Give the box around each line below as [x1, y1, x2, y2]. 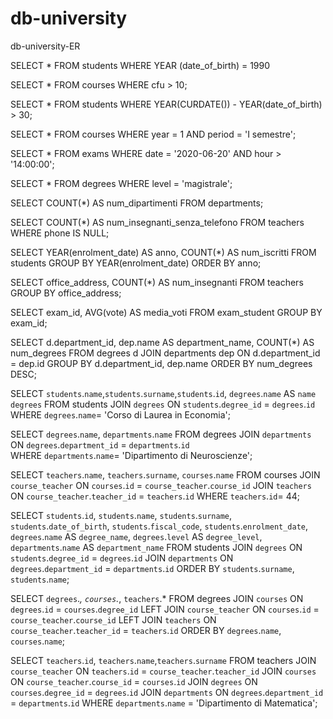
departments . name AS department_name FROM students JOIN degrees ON [10, 541, 303, 553]
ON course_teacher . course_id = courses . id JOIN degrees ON [10, 675, 258, 687]
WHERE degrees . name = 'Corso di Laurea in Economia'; [10, 408, 231, 421]
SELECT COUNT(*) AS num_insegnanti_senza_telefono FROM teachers [10, 216, 305, 228]
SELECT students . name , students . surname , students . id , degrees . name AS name [10, 387, 317, 399]
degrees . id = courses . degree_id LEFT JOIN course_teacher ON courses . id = [10, 603, 320, 615]
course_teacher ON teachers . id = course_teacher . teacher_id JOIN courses [10, 665, 317, 677]
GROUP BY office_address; [10, 287, 122, 299]
